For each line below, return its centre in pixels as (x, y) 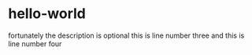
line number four (35, 43)
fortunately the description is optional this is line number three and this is (126, 35)
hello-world (47, 14)
